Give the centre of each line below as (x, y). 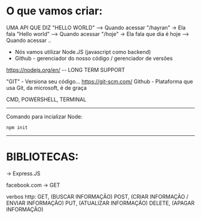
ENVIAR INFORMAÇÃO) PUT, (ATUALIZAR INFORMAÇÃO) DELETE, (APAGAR (100, 203)
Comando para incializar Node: (44, 116)
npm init (17, 127)
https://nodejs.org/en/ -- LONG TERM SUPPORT (66, 69)
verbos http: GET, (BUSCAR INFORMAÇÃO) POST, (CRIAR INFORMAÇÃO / (97, 196)
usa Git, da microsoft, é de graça (46, 87)
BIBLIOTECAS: (42, 157)
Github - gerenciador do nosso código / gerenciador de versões (94, 58)
